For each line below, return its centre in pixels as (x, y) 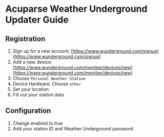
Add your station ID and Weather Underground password (73, 128)
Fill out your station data (38, 95)
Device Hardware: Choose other (47, 84)
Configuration (28, 111)
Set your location (31, 89)
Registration (25, 39)
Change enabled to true (38, 123)
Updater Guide (37, 20)
